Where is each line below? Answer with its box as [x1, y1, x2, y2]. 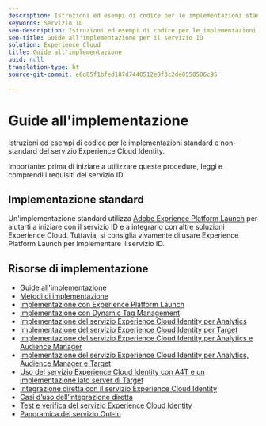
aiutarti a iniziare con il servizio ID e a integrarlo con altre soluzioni [8, 223, 225, 232]
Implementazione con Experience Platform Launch [19, 300, 184, 310]
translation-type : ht [8, 63, 80, 71]
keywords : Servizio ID [8, 19, 83, 27]
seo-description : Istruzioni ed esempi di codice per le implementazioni [8, 26, 257, 34]
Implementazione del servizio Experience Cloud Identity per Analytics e [19, 333, 253, 343]
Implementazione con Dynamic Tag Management [19, 308, 180, 318]
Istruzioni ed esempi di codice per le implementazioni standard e [8, 138, 219, 147]
